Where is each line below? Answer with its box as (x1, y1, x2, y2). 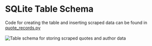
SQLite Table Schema (5, 3, 94, 15)
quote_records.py (5, 24, 41, 30)
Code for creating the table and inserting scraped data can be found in (5, 20, 148, 25)
